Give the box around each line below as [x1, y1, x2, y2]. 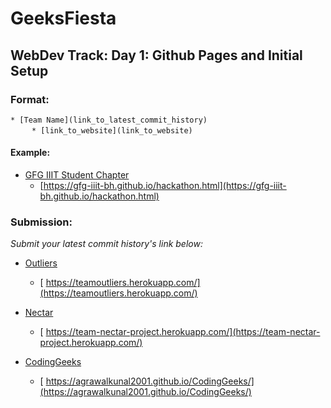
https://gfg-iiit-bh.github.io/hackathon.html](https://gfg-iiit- [43, 180, 287, 192]
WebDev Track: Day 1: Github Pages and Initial [10, 47, 303, 64]
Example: [10, 147, 51, 159]
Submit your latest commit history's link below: [10, 238, 203, 250]
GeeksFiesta [10, 7, 117, 30]
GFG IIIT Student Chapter [24, 169, 130, 181]
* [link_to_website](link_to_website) [31, 125, 193, 136]
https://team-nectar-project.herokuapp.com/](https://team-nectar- [45, 326, 321, 338]
